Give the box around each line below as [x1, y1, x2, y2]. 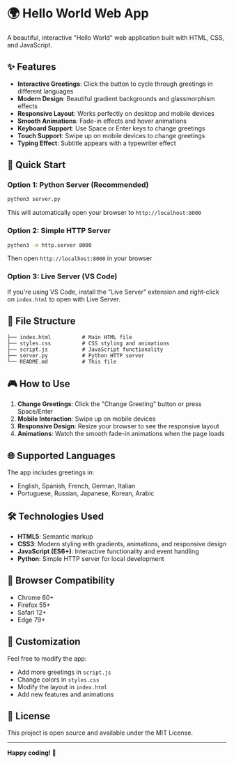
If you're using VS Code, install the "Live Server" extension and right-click [7, 287, 219, 296]
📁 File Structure [7, 315, 76, 327]
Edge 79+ [17, 615, 46, 624]
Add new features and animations [17, 690, 114, 698]
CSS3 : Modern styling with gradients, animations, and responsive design [17, 540, 227, 548]
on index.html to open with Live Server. [7, 294, 120, 304]
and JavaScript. [7, 40, 52, 49]
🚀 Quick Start [7, 159, 66, 171]
